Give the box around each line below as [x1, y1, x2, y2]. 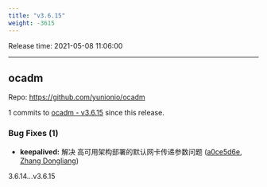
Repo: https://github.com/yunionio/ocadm [8, 92, 145, 102]
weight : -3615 [8, 19, 56, 27]
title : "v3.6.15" [8, 11, 66, 20]
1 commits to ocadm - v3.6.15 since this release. [8, 108, 164, 118]
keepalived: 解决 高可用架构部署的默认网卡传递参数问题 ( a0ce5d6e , [19, 146, 242, 156]
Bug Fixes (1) [8, 128, 59, 139]
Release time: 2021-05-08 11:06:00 [8, 41, 123, 50]
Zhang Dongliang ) [19, 156, 79, 166]
